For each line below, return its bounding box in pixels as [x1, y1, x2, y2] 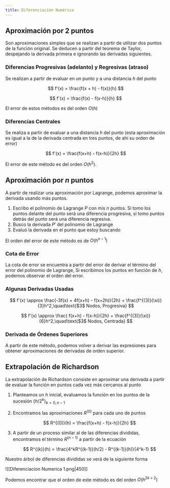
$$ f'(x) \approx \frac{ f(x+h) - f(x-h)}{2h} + [21, 312, 114, 319]
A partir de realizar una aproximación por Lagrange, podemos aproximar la [5, 189, 162, 196]
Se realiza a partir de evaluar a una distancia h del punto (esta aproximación [5, 130, 165, 136]
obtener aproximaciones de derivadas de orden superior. [5, 348, 125, 354]
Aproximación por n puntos [5, 176, 94, 185]
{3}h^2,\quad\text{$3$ [37, 303, 85, 309]
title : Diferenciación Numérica [5, 7, 74, 13]
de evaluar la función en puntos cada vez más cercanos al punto [5, 381, 141, 388]
